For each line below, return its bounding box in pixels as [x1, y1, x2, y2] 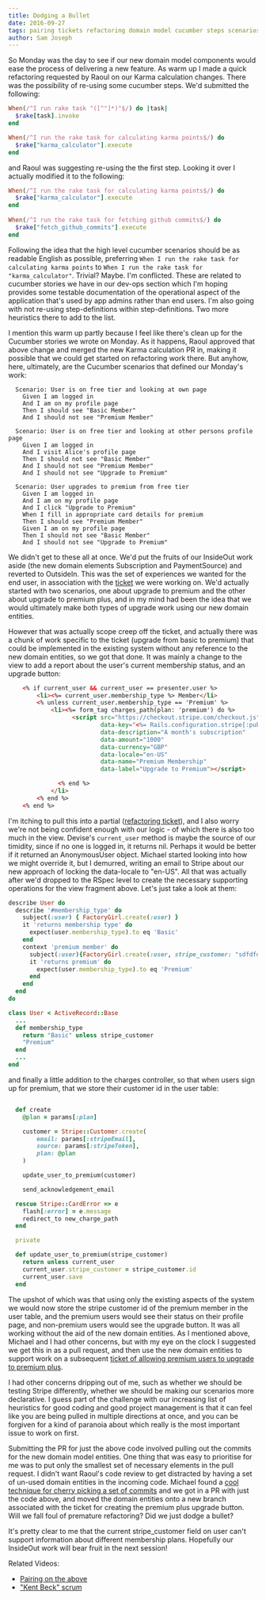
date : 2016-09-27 [8, 19, 66, 27]
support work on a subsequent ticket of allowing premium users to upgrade [8, 1354, 255, 1363]
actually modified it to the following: [8, 171, 125, 181]
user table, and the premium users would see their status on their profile [8, 1311, 244, 1321]
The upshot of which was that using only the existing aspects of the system [8, 1294, 255, 1304]
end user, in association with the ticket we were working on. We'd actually [8, 577, 249, 587]
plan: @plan [36, 1150, 77, 1158]
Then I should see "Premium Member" [22, 517, 144, 525]
